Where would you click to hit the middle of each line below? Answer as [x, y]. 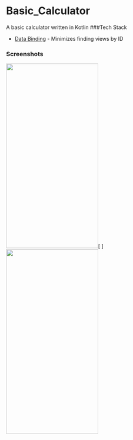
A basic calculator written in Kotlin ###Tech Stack [67, 27]
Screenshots [25, 54]
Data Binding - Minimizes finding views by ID [69, 38]
